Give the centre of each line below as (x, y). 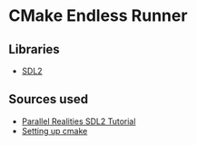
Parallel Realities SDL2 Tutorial (79, 121)
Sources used (48, 99)
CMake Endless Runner (98, 16)
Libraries (34, 49)
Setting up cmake (54, 130)
